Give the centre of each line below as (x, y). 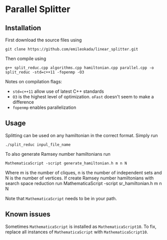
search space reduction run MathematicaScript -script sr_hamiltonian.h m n (83, 183)
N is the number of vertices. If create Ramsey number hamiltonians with (79, 178)
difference (23, 102)
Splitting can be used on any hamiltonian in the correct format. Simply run (81, 135)
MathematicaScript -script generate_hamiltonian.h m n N (66, 163)
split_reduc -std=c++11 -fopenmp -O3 (45, 72)
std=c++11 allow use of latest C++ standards (58, 91)
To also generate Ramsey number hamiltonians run (58, 154)
